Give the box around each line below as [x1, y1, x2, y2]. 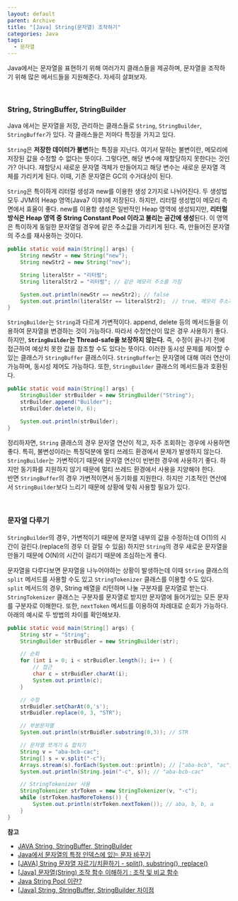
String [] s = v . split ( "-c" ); [20, 755, 106, 762]
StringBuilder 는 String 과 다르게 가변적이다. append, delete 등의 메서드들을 [7, 318, 221, 326]
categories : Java [7, 30, 59, 38]
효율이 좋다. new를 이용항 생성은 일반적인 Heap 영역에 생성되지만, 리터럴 [25, 205, 228, 214]
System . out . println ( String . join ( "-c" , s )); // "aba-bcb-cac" [20, 768, 204, 775]
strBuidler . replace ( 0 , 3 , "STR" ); [20, 709, 122, 717]
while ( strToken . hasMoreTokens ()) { [20, 794, 129, 802]
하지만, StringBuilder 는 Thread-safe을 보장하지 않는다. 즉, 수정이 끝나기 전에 [7, 336, 225, 344]
